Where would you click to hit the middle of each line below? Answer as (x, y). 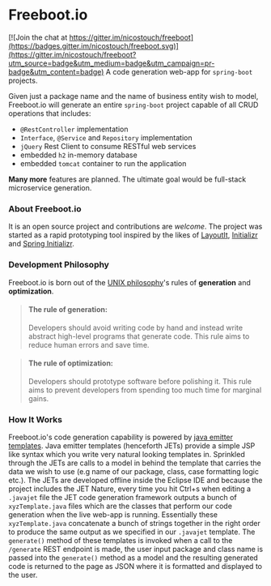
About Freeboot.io (45, 208)
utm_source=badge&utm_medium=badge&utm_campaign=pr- (112, 63)
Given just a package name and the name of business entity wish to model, (133, 96)
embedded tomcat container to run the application (103, 163)
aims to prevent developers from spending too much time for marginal (145, 390)
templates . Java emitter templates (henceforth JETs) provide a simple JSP (132, 446)
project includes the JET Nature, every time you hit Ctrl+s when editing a (130, 489)
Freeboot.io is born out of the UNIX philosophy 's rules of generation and (129, 282)
